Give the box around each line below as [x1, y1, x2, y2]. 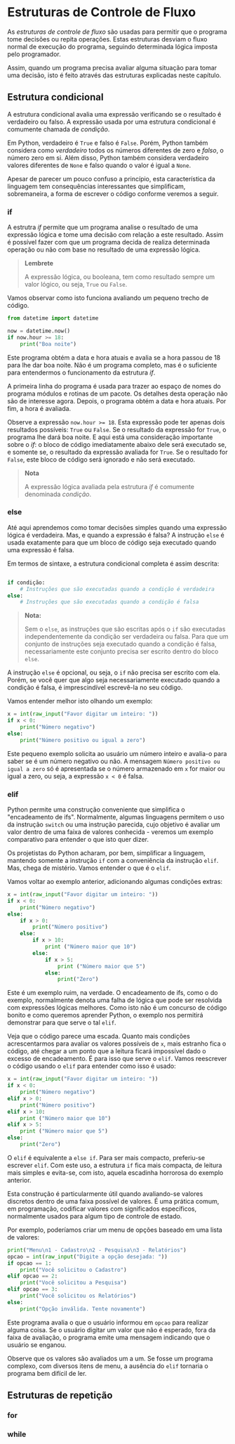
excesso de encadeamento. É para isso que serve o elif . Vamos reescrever [7, 1055, 227, 1063]
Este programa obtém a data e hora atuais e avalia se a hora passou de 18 [7, 353, 221, 362]
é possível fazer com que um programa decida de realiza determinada [7, 238, 210, 247]
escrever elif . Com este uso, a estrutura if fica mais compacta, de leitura [7, 1161, 222, 1169]
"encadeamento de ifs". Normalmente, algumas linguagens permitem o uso [7, 813, 224, 821]
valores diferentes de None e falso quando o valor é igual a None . [7, 161, 192, 169]
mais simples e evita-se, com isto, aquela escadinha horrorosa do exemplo [7, 1168, 224, 1177]
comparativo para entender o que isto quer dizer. [7, 835, 149, 844]
